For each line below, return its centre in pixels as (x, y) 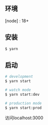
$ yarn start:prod (23, 108)
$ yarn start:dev (22, 94)
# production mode (23, 103)
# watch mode (18, 90)
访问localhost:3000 (24, 118)
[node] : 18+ (17, 20)
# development (19, 77)
